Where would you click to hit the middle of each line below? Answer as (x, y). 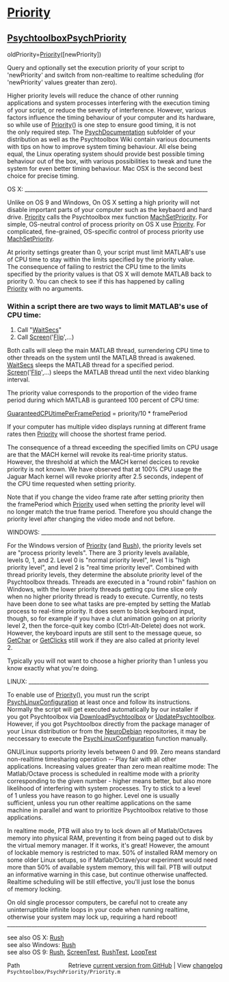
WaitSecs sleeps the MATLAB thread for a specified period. (91, 365)
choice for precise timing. (43, 176)
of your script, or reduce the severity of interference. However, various (107, 110)
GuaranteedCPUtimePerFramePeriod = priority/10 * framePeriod (97, 414)
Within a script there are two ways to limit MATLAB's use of (108, 306)
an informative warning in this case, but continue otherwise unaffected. (108, 875)
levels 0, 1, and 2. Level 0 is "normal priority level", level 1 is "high (99, 560)
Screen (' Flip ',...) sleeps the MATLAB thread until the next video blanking (108, 373)
